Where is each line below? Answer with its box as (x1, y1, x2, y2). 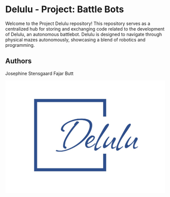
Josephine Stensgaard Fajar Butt (5, 70, 74, 76)
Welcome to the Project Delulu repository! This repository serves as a (5, 20, 151, 26)
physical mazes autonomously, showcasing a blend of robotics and (5, 37, 146, 43)
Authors (5, 57, 32, 66)
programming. (5, 42, 35, 48)
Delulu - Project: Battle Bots (5, 4, 124, 15)
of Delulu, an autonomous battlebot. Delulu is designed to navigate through (5, 31, 162, 37)
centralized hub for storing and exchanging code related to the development (5, 25, 165, 32)
